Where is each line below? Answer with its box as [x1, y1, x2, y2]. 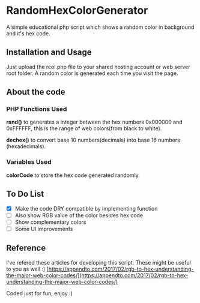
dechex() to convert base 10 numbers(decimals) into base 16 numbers [6, 136, 180, 144]
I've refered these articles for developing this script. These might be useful [6, 259, 191, 266]
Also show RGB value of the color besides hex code [14, 211, 144, 219]
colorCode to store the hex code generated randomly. [6, 172, 140, 179]
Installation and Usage [6, 47, 92, 58]
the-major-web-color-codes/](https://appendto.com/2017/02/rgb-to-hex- [6, 271, 189, 279]
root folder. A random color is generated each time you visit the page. [6, 70, 178, 77]
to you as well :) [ [6, 265, 49, 272]
